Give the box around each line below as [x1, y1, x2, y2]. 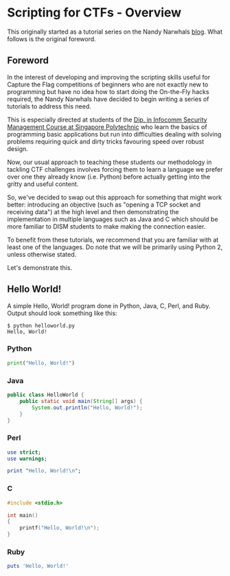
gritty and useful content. [7, 180, 79, 188]
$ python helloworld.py [7, 322, 76, 329]
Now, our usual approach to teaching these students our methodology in [7, 158, 212, 166]
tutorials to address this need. [7, 102, 91, 111]
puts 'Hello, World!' [7, 563, 69, 570]
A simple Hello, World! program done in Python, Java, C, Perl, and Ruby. [7, 301, 211, 310]
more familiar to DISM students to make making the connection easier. [7, 222, 206, 231]
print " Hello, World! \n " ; [7, 468, 81, 474]
